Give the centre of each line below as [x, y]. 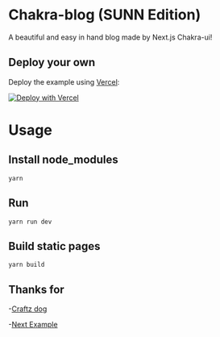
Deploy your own [52, 62]
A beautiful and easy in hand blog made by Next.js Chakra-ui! [110, 37]
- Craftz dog [28, 309]
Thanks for [36, 289]
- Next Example [33, 325]
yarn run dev [30, 222]
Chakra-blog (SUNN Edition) [105, 15]
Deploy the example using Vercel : [64, 81]
